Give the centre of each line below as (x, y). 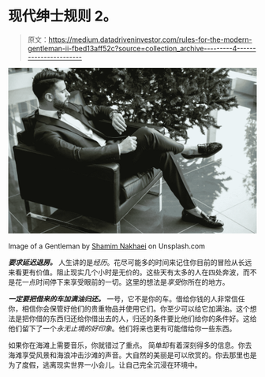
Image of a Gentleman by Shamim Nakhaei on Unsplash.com (106, 246)
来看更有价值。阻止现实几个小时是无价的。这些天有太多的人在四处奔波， (125, 272)
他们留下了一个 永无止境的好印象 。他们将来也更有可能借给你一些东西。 (122, 328)
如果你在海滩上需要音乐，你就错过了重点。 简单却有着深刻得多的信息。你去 (130, 345)
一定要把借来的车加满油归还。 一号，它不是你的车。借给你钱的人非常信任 (127, 299)
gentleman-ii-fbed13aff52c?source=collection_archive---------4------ (142, 48)
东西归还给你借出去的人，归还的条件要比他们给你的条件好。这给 (153, 318)
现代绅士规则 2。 (63, 16)
